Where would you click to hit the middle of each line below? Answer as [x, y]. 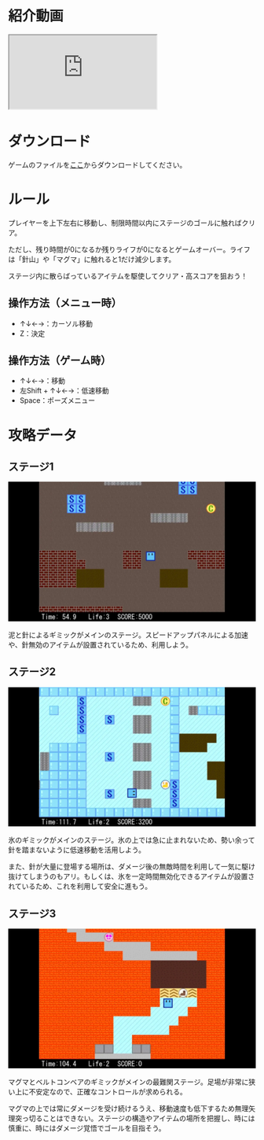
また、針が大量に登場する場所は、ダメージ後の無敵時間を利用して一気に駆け [132, 867]
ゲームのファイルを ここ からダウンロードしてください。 [97, 164]
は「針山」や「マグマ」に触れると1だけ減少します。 [92, 259]
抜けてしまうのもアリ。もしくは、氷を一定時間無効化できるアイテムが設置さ [132, 876]
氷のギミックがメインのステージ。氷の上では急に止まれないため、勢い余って [132, 840]
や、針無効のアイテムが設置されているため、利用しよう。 [100, 644]
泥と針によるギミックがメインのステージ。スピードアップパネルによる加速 [128, 635]
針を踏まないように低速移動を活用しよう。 [77, 850]
